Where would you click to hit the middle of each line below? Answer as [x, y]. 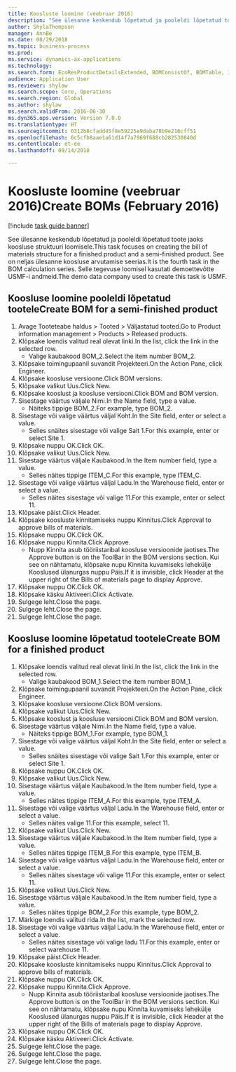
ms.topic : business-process [49, 46]
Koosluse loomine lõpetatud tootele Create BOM [114, 639]
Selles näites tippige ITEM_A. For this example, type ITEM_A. [115, 800]
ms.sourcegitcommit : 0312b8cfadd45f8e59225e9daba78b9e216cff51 [102, 131]
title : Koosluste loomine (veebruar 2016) [71, 14]
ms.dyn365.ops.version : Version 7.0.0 [64, 118]
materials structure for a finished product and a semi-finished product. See [116, 254]
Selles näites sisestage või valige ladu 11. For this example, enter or [124, 942]
